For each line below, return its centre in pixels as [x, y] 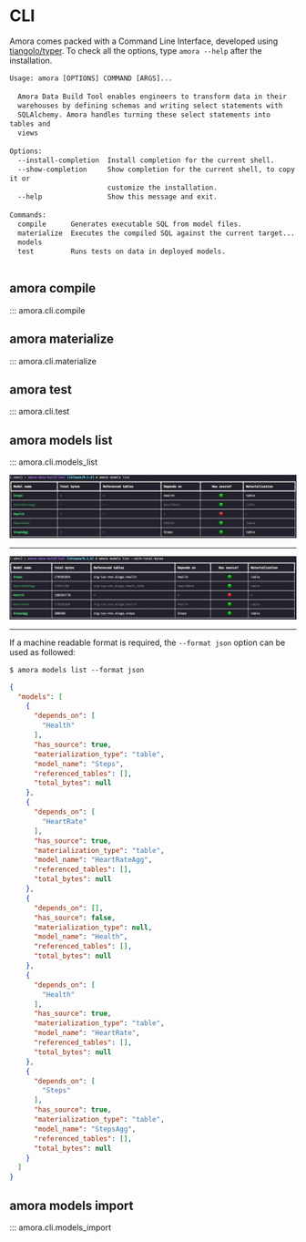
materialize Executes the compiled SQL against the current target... [157, 233]
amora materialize [62, 339]
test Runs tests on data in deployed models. [122, 251]
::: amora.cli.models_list [54, 462]
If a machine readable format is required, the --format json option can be [148, 642]
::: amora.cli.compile [47, 310]
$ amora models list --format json [77, 670]
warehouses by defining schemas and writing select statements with [150, 106]
